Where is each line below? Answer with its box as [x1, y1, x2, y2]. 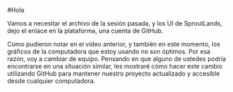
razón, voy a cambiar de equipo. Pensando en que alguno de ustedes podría [7, 55, 226, 63]
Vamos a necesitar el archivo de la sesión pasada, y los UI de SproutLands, [7, 19, 223, 27]
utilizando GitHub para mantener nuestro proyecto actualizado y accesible [7, 69, 220, 77]
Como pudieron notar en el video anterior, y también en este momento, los [7, 40, 220, 48]
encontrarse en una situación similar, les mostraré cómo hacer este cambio [7, 62, 223, 70]
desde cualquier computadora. [7, 77, 96, 85]
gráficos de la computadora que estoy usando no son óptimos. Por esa [7, 48, 211, 55]
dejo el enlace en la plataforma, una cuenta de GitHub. [7, 27, 163, 35]
